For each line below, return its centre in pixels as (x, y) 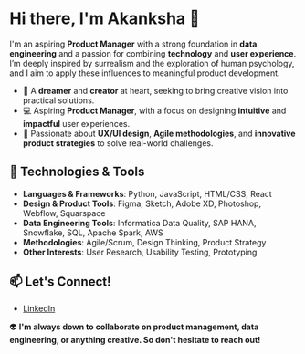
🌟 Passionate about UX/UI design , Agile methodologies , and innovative (159, 133)
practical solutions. (58, 100)
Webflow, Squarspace (64, 213)
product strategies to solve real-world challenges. (118, 143)
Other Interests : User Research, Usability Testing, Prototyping (140, 252)
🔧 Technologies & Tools (77, 172)
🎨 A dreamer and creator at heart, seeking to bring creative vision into (155, 90)
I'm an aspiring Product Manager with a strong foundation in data (133, 44)
